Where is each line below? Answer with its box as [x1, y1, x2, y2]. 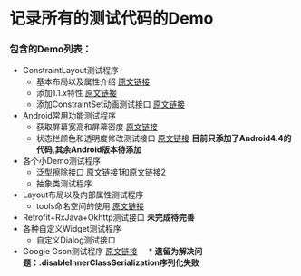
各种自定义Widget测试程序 [22, 224, 121, 234]
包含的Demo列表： [9, 43, 92, 55]
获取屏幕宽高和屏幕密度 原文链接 [35, 121, 159, 132]
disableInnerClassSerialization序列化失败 [41, 257, 199, 268]
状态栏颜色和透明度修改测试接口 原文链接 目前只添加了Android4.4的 [35, 133, 292, 144]
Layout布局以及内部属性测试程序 [22, 189, 144, 200]
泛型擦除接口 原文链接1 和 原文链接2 [35, 167, 166, 177]
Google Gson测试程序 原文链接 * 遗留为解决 [22, 246, 195, 257]
